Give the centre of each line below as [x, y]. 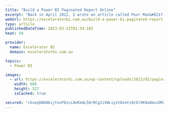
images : [13, 75]
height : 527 [27, 89]
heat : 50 [14, 33]
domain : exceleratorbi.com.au [41, 52]
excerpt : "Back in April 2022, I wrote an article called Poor [73, 15]
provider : [16, 43]
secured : [14, 102]
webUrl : [13, 19]
